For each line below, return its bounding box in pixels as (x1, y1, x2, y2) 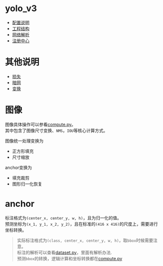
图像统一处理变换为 (5, 138, 44, 144)
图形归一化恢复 (12, 181, 42, 187)
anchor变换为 (5, 165, 33, 170)
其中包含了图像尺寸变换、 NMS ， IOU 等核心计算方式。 (5, 127, 108, 133)
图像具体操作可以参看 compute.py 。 (5, 121, 76, 127)
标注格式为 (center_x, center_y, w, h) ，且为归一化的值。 (5, 215, 122, 221)
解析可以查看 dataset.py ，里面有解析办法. (30, 249, 112, 255)
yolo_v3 (5, 3, 37, 14)
